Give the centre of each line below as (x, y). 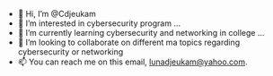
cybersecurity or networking (70, 52)
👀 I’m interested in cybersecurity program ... (99, 23)
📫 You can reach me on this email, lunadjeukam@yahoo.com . (133, 62)
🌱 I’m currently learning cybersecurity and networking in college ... (141, 33)
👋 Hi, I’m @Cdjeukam (57, 14)
